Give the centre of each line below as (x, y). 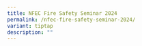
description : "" (30, 32)
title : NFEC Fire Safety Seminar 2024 (62, 13)
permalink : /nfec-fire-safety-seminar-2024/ (71, 20)
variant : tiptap (30, 26)
